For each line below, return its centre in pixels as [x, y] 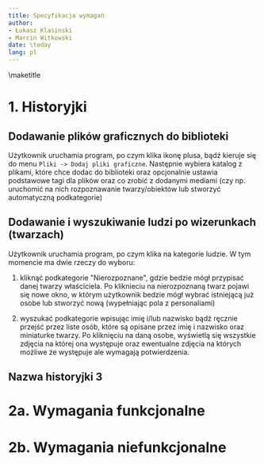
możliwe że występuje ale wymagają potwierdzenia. [105, 352]
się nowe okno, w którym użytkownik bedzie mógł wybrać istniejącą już [137, 294]
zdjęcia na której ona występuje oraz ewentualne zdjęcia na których [130, 343]
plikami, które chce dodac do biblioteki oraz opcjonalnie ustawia [113, 172]
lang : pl [23, 52]
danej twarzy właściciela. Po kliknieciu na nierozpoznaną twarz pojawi [134, 286]
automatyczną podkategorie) [55, 197]
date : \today [30, 45]
